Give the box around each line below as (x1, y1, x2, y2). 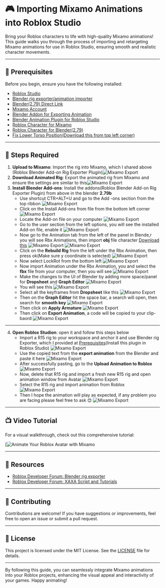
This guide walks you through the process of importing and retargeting (5, 38, 148, 44)
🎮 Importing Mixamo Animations (5, 3, 143, 15)
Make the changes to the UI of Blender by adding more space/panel (19, 273, 157, 279)
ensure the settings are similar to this (12, 180, 87, 186)
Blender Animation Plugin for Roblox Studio (12, 116, 100, 122)
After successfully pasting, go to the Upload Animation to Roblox (19, 361, 152, 367)
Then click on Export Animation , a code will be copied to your (19, 310, 146, 316)
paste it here (19, 355, 45, 361)
